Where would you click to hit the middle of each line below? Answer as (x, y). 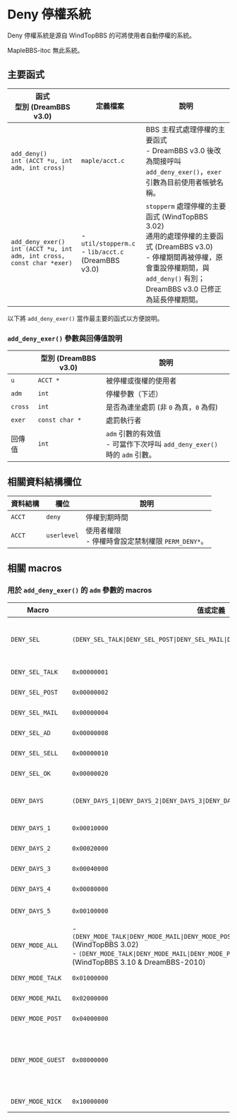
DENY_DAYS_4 (31, 889)
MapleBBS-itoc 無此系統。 (45, 50)
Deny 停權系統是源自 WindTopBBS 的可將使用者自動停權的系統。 (102, 35)
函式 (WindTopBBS (177, 217)
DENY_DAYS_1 (31, 828)
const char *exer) (42, 263)
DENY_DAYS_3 (31, 869)
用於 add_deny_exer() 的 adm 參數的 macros (80, 590)
